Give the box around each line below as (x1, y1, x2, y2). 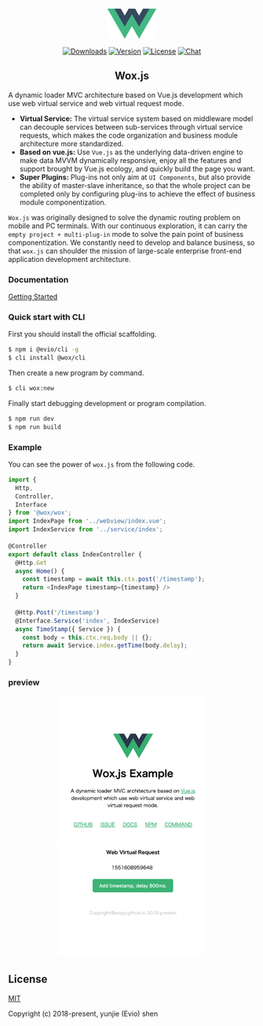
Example (8, 441, 42, 452)
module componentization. (19, 197, 107, 207)
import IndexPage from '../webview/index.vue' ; (8, 517, 167, 526)
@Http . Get (15, 559, 47, 567)
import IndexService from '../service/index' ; (8, 526, 163, 533)
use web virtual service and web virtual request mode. (8, 98, 184, 108)
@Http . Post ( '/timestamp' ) (15, 608, 100, 616)
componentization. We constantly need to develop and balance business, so (8, 238, 255, 247)
